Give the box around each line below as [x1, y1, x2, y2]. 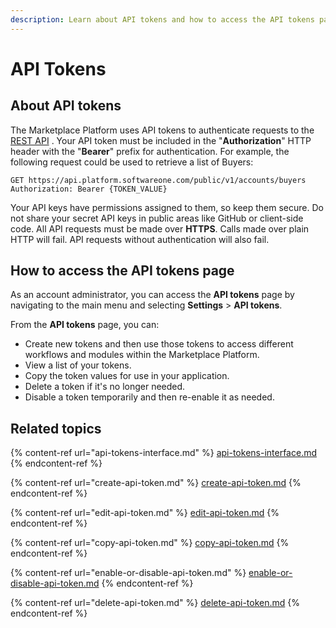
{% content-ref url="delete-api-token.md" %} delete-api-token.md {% [10, 597, 300, 609]
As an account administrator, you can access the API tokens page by [10, 289, 295, 301]
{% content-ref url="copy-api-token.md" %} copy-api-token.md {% [10, 537, 290, 549]
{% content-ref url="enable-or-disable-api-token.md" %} [10, 567, 247, 579]
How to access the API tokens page [10, 262, 235, 280]
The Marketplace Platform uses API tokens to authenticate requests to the [10, 124, 315, 136]
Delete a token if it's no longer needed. [24, 381, 186, 393]
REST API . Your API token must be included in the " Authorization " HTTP [10, 134, 312, 146]
